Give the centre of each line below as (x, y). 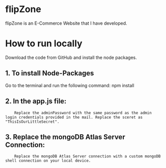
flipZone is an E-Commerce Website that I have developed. (66, 23)
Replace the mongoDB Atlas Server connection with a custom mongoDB (88, 156)
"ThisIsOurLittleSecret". (32, 122)
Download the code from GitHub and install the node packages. (71, 57)
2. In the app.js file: (36, 101)
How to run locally (44, 44)
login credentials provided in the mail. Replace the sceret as (74, 117)
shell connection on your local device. (48, 161)
